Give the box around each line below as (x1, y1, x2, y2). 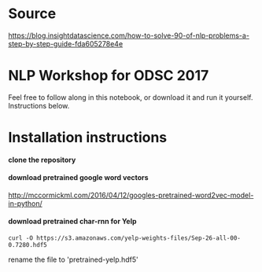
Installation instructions (8, 129, 168, 146)
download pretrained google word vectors (8, 173, 149, 182)
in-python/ (8, 198, 43, 208)
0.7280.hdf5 (8, 241, 47, 249)
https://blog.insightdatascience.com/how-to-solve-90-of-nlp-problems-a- (8, 31, 250, 40)
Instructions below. (8, 101, 70, 110)
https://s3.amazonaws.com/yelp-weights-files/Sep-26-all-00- (36, 234, 242, 242)
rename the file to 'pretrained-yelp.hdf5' (8, 255, 139, 264)
